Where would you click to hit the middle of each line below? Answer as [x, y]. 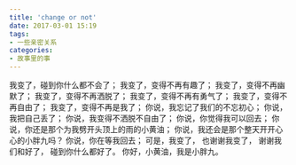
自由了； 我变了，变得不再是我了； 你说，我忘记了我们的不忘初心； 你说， [152, 107]
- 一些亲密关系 [33, 42]
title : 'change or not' [53, 17]
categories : [31, 51]
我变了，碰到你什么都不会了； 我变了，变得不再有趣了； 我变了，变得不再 [143, 85]
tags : [19, 34]
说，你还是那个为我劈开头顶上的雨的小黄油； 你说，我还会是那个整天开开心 [146, 129]
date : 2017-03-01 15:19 [53, 26]
